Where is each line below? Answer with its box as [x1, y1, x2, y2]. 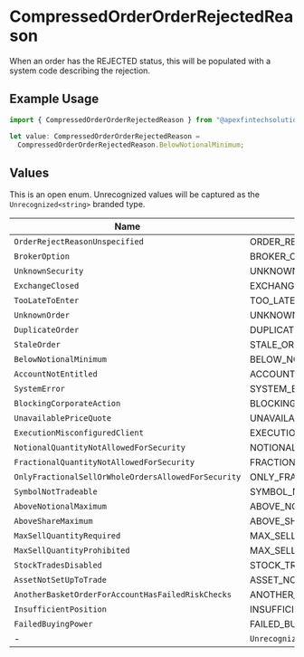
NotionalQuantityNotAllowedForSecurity [14, 443, 185, 453]
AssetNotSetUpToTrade [14, 575, 107, 586]
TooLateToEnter [14, 296, 80, 306]
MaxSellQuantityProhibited [14, 546, 130, 556]
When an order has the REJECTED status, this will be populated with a [9, 55, 271, 66]
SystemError [14, 384, 66, 395]
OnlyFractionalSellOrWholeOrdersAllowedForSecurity [14, 472, 242, 482]
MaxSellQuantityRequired [14, 531, 121, 541]
